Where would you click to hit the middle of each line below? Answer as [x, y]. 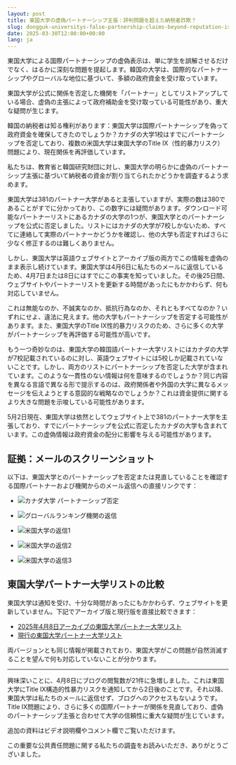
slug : [15, 27]
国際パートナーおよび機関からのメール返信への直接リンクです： [105, 486]
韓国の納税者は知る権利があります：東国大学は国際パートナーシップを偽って [118, 126]
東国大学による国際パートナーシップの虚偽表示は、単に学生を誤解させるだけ [118, 61]
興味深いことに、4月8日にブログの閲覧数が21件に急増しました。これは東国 [116, 680]
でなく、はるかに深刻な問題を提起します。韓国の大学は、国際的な [103, 69]
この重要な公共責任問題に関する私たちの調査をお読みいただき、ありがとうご [118, 745]
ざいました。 [26, 754]
